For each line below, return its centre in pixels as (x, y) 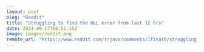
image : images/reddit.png (39, 34)
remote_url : (21, 39)
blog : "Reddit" (25, 17)
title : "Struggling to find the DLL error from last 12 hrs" (85, 23)
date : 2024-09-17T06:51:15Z (42, 28)
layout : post (23, 12)
